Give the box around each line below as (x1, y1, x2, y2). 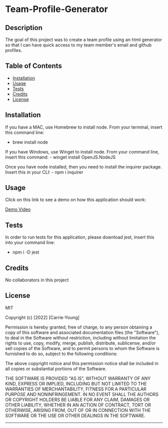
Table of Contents (5, 61, 62, 70)
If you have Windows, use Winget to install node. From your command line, (5, 148, 159, 154)
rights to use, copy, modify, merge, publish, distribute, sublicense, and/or (5, 340, 156, 346)
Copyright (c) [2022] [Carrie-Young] (5, 314, 80, 320)
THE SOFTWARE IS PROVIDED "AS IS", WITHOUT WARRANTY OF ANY (5, 375, 151, 381)
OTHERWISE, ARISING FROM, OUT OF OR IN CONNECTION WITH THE (5, 407, 151, 413)
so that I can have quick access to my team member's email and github (5, 42, 152, 48)
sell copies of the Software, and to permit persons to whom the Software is (5, 345, 160, 351)
